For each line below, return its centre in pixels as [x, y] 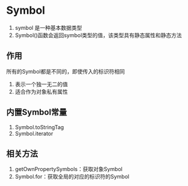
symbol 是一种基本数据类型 [48, 28]
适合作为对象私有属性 [41, 92]
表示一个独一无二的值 [41, 84]
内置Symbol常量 [37, 112]
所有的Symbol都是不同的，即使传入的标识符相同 [65, 71]
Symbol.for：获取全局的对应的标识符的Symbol [72, 176]
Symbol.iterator [34, 133]
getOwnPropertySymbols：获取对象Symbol [69, 169]
